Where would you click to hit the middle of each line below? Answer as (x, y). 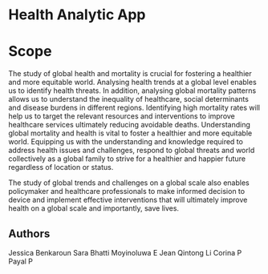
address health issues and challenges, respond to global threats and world (132, 151)
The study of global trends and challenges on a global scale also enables (129, 183)
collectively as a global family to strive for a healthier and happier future (127, 159)
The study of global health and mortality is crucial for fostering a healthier (130, 74)
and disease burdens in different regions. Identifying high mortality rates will (134, 108)
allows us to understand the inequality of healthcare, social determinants (128, 99)
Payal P (21, 261)
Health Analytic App (77, 15)
